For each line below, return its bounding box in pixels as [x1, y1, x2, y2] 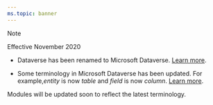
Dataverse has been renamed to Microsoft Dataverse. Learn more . [17, 56, 207, 64]
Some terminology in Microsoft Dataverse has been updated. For [17, 69, 203, 77]
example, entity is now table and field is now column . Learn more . [17, 77, 204, 85]
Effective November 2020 [7, 42, 81, 50]
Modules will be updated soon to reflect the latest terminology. [7, 90, 186, 98]
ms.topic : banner [7, 10, 58, 17]
